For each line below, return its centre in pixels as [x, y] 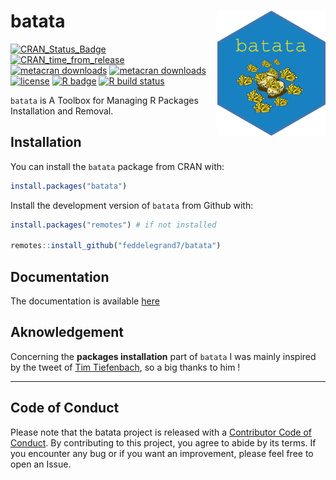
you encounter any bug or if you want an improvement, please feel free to [162, 453]
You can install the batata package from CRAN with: [117, 166]
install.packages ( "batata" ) [69, 186]
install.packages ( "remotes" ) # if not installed [113, 225]
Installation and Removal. [62, 111]
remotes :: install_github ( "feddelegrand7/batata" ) [116, 246]
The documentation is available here [85, 301]
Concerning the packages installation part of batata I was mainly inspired [163, 356]
